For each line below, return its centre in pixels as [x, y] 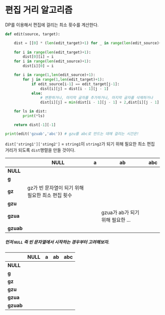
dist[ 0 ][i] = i [38, 57]
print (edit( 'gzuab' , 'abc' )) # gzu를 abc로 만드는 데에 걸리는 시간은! [72, 134]
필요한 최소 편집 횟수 [50, 195]
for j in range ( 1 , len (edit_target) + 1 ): [64, 79]
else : [37, 93]
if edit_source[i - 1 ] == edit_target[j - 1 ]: [75, 84]
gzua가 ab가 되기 [120, 212]
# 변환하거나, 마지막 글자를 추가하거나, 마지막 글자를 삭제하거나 [96, 98]
